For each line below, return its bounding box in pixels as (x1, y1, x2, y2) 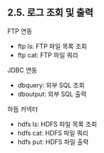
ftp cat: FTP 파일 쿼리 (17, 50, 79, 59)
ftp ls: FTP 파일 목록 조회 (17, 42, 87, 50)
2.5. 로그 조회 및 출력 (7, 6, 94, 19)
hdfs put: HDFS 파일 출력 (17, 137, 89, 146)
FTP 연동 (7, 27, 33, 35)
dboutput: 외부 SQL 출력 (17, 89, 87, 98)
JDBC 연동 (7, 66, 37, 74)
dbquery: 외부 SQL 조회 (17, 81, 85, 89)
